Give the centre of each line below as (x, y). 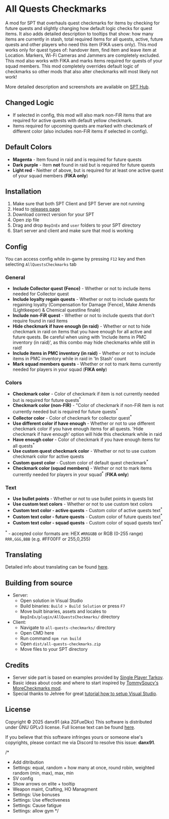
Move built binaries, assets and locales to (63, 611)
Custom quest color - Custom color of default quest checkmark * (80, 462)
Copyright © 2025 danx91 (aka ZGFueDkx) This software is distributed (79, 721)
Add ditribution (28, 762)
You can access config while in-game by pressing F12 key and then (75, 259)
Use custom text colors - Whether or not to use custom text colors (82, 504)
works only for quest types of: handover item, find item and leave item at (81, 50)
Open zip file (26, 220)
